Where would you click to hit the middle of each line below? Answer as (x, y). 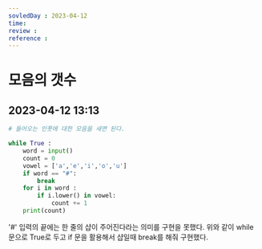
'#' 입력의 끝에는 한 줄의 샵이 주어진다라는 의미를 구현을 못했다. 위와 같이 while (131, 227)
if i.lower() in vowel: (77, 196)
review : (23, 31)
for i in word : (50, 188)
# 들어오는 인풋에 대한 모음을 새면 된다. (67, 129)
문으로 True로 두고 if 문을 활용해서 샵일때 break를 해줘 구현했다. (108, 237)
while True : (30, 144)
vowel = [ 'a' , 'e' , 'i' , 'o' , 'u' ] (75, 165)
